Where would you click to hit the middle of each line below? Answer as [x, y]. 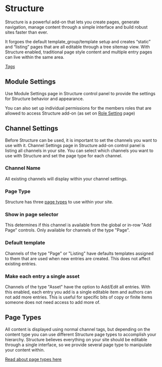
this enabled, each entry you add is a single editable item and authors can [79, 292]
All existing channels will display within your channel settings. [66, 179]
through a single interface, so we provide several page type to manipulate [79, 345]
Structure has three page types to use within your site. [59, 202]
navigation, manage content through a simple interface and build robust [76, 27]
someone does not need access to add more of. [53, 302]
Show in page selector [32, 215]
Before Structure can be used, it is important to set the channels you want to [81, 140]
